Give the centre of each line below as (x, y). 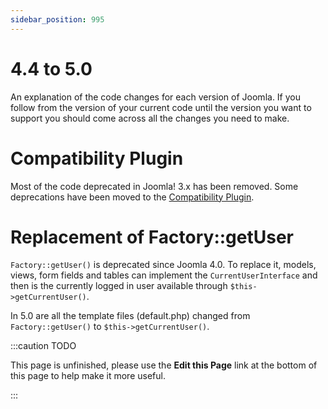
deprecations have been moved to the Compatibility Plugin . (132, 197)
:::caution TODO (43, 346)
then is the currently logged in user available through (119, 286)
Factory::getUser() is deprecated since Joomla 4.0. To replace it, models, (163, 265)
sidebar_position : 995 (57, 19)
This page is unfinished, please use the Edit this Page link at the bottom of (164, 365)
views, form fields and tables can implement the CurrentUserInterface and (164, 275)
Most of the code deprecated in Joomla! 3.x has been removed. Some (154, 186)
